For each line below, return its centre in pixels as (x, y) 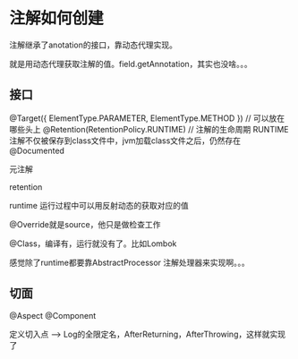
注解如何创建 (57, 18)
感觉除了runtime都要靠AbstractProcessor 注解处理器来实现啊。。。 (130, 262)
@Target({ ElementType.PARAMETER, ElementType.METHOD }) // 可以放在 (147, 118)
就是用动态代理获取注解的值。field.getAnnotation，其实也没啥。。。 (131, 64)
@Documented (37, 150)
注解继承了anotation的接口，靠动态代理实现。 (93, 45)
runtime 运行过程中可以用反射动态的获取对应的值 (99, 205)
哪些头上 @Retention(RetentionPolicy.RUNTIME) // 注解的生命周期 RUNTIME (149, 129)
